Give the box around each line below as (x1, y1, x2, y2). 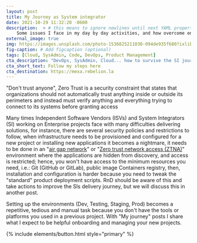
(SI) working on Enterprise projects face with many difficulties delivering (6, 121, 181, 128)
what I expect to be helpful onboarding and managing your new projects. (6, 219, 182, 226)
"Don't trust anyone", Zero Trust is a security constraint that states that (6, 84, 177, 91)
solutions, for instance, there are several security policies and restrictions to (6, 127, 189, 134)
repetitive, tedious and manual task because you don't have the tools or (6, 207, 179, 214)
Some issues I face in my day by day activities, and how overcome (16, 30, 185, 36)
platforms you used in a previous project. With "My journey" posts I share (6, 213, 184, 220)
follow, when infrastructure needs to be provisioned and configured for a (6, 133, 182, 141)
